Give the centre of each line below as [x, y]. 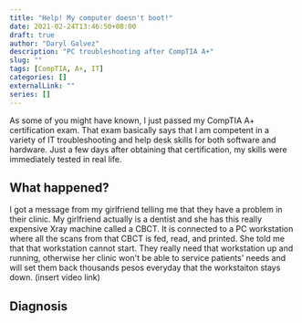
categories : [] [38, 78]
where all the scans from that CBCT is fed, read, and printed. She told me [147, 239]
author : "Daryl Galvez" [55, 43]
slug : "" [26, 60]
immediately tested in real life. [66, 159]
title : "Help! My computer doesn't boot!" [91, 18]
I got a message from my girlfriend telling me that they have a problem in [146, 210]
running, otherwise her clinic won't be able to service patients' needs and [147, 258]
